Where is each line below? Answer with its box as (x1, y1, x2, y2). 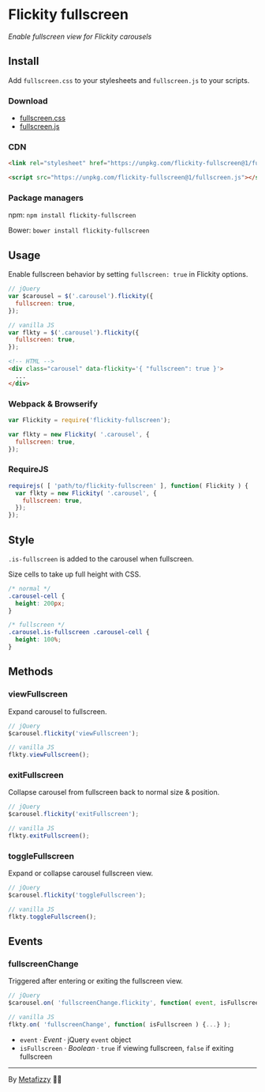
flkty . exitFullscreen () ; (8, 832, 90, 840)
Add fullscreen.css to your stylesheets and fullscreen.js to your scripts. (8, 75, 250, 85)
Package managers (8, 192, 84, 203)
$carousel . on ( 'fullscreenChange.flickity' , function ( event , (8, 999, 217, 1007)
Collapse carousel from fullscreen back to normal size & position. (8, 788, 220, 797)
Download (8, 95, 49, 106)
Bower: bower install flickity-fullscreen (8, 225, 150, 235)
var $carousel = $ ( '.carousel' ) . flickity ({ (8, 293, 154, 300)
